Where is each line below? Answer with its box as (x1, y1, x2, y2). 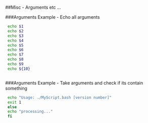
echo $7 (7, 52, 24, 57)
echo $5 (7, 43, 24, 48)
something (5, 85, 28, 91)
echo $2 (7, 28, 24, 33)
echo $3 (7, 33, 24, 38)
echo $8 (7, 57, 24, 62)
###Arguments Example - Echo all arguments (5, 14, 100, 20)
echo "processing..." (7, 109, 53, 114)
